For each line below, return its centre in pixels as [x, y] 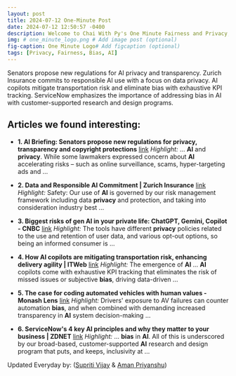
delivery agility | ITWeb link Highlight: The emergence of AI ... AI [112, 264]
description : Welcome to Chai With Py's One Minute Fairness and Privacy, [119, 33]
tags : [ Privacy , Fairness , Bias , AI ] [63, 53]
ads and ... [33, 171]
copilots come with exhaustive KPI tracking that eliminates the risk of [117, 271]
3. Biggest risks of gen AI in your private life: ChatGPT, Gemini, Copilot [122, 221]
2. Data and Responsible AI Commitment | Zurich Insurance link [111, 185]
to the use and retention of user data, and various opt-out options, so [117, 236]
